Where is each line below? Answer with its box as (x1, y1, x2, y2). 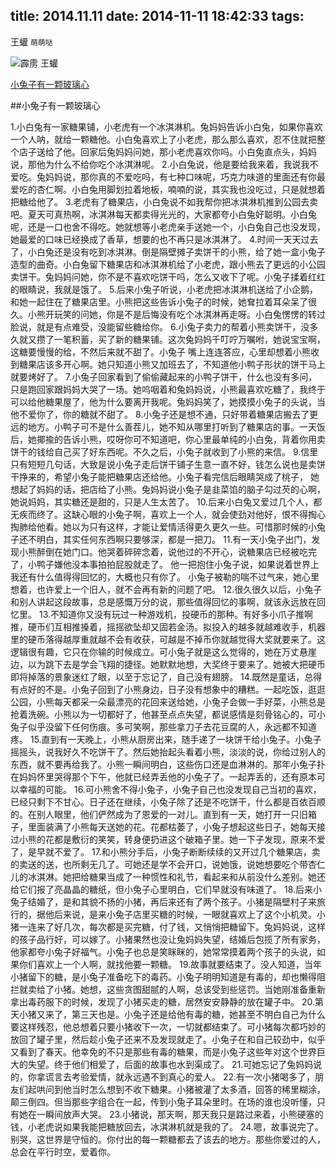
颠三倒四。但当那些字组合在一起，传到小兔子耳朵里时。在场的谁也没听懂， (10, 1095, 317, 1108)
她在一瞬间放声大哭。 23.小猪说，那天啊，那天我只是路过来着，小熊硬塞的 (18, 1108, 324, 1120)
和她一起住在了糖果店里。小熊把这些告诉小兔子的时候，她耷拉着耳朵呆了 (10, 295, 308, 308)
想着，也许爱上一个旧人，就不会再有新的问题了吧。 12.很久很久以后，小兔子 (10, 583, 323, 595)
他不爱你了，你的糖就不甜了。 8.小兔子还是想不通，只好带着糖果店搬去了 (10, 408, 310, 420)
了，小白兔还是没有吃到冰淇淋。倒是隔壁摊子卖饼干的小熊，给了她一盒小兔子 (10, 245, 326, 258)
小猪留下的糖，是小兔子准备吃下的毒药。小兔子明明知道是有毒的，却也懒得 (10, 970, 317, 983)
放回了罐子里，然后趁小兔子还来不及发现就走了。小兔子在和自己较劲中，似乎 (10, 1033, 326, 1045)
